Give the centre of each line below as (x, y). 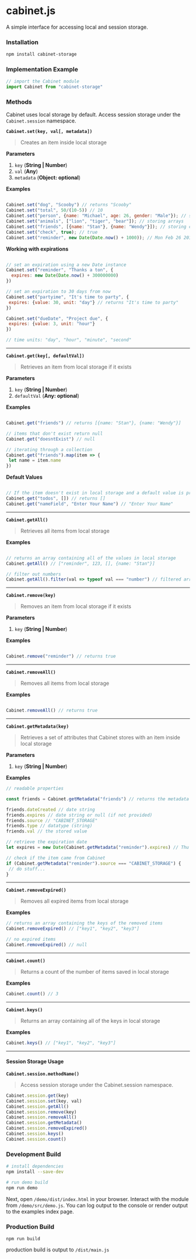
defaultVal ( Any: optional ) (47, 396)
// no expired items (31, 939)
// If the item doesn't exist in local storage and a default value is (95, 493)
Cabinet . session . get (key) (37, 1096)
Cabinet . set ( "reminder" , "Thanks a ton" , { (60, 270)
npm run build (23, 1238)
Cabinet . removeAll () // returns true (52, 711)
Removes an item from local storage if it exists (76, 606)
